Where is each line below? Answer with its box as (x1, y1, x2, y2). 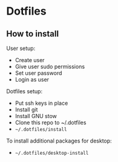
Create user (15, 57, 45, 63)
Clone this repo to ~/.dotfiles (15, 119, 87, 126)
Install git (15, 106, 38, 113)
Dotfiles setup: (6, 88, 43, 95)
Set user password (15, 69, 62, 77)
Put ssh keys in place (15, 99, 68, 107)
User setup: (6, 44, 36, 52)
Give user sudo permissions (15, 63, 85, 70)
